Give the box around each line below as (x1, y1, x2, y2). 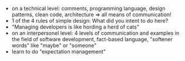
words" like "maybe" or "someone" (11, 42, 97, 49)
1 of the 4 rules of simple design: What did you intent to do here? (11, 17, 169, 24)
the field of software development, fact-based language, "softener (11, 36, 173, 42)
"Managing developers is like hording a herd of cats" (11, 23, 140, 30)
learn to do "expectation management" (11, 48, 106, 55)
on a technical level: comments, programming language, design (11, 5, 166, 12)
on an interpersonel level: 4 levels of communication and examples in (11, 30, 180, 37)
